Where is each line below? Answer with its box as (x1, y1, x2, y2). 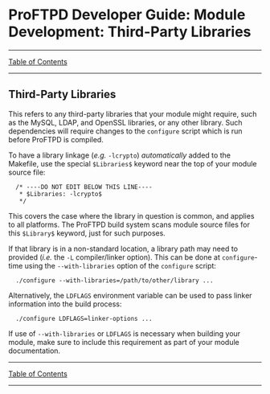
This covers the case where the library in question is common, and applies (8, 211, 255, 220)
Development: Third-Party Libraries (8, 23, 252, 41)
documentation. (8, 346, 61, 355)
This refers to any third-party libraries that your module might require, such (8, 109, 257, 118)
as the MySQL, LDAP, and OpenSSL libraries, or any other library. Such (8, 117, 243, 127)
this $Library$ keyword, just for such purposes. (8, 228, 166, 238)
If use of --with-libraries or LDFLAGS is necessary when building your (8, 328, 241, 339)
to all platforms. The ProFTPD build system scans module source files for (8, 220, 251, 229)
